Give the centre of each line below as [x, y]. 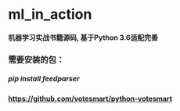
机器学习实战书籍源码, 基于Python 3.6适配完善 [83, 38]
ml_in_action [50, 14]
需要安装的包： [36, 59]
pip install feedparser [44, 79]
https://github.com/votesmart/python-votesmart [90, 98]
